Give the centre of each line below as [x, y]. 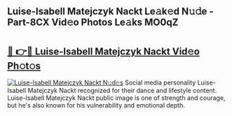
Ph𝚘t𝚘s [24, 66]
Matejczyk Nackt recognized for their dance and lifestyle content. [122, 90]
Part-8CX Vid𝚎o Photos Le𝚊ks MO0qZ [93, 23]
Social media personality [161, 82]
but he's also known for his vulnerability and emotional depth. [96, 105]
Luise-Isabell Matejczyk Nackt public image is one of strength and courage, [116, 98]
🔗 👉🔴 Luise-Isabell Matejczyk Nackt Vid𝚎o [103, 51]
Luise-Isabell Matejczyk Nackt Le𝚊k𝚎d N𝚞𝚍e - [110, 12]
